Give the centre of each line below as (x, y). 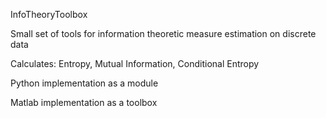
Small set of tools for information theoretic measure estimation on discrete (163, 33)
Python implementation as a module (84, 83)
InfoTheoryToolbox (49, 14)
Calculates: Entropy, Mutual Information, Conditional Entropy (135, 63)
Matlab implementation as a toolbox (84, 102)
